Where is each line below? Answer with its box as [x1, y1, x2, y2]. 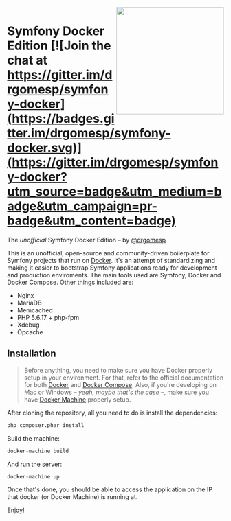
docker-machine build [7, 448, 69, 454]
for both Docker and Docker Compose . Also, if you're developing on [23, 380, 217, 389]
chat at [7, 53, 48, 68]
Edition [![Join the [7, 38, 111, 54]
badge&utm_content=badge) [7, 213, 177, 229]
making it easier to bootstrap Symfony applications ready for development [7, 264, 218, 272]
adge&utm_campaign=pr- [7, 198, 158, 214]
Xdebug [16, 321, 40, 329]
